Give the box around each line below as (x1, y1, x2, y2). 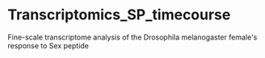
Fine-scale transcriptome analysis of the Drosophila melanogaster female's (7, 32, 258, 42)
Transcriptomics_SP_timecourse (7, 6, 231, 24)
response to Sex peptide (7, 40, 90, 50)
